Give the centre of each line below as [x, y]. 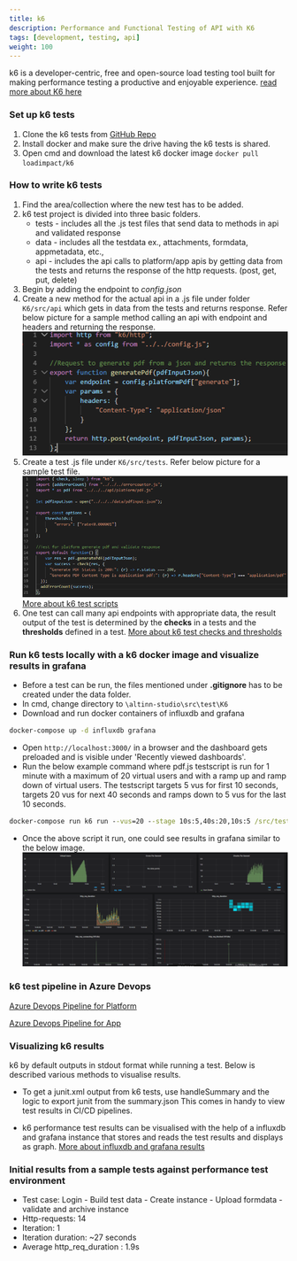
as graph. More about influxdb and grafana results [113, 1147]
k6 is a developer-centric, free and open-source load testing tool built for [142, 73]
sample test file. [51, 471]
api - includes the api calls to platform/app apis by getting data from [159, 260]
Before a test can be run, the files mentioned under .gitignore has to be [152, 685]
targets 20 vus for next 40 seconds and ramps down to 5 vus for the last [154, 795]
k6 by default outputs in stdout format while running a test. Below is [132, 1065]
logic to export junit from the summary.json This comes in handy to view [153, 1102]
